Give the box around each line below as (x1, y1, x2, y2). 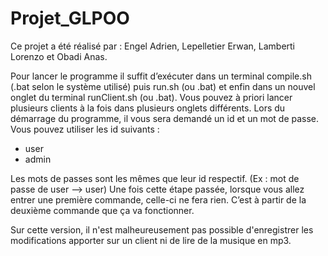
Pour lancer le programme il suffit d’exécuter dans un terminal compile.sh (10, 70, 312, 82)
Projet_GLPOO (10, 7, 130, 30)
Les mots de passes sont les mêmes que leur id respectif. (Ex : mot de (10, 172, 300, 184)
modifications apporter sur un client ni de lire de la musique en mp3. (10, 234, 292, 246)
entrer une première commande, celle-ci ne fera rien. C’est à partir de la (10, 193, 307, 206)
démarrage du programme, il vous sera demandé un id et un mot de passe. (10, 112, 320, 124)
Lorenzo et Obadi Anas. (10, 50, 108, 62)
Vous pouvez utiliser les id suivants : (10, 123, 160, 135)
